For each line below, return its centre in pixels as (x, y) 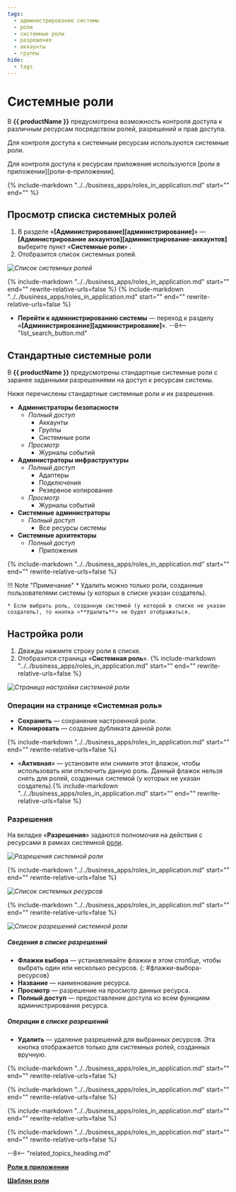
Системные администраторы (64, 513)
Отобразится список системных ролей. (77, 254)
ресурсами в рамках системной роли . (65, 842)
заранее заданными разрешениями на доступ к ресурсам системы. (111, 380)
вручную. (32, 1054)
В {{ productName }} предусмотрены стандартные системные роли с (112, 373)
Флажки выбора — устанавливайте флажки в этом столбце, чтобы (119, 960)
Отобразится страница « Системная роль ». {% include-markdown (117, 658)
